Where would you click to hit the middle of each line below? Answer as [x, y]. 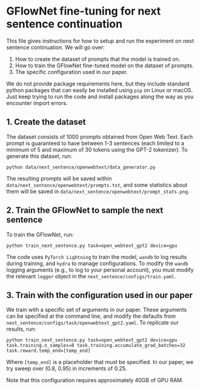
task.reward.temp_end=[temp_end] [48, 351]
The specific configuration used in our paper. [72, 72]
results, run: [21, 329]
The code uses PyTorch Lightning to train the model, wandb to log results [97, 257]
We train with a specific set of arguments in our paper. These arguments [97, 310]
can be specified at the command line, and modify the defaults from [91, 316]
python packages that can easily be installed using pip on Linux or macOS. [100, 90]
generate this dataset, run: [39, 156]
